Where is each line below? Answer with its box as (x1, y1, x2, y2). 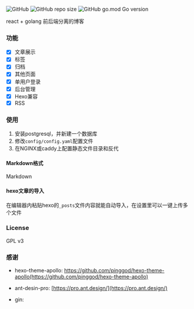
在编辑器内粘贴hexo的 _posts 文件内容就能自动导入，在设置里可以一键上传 (6, 201, 183, 209)
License (6, 224, 29, 232)
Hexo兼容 (14, 93, 38, 100)
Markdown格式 (6, 159, 44, 166)
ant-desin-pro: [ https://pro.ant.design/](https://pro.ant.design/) (14, 285, 168, 292)
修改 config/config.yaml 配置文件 (14, 137, 93, 144)
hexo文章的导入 (6, 187, 45, 194)
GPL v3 (6, 237, 24, 244)
